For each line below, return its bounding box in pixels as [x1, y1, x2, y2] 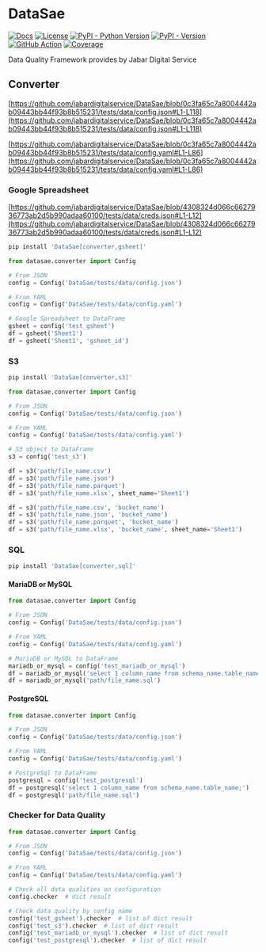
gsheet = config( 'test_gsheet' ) [8, 322, 115, 330]
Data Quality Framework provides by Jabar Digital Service [8, 55, 197, 64]
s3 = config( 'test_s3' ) [8, 453, 87, 461]
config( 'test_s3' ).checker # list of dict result [8, 922, 179, 930]
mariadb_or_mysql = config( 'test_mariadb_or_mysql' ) [8, 662, 186, 670]
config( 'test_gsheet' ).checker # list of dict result [8, 914, 193, 923]
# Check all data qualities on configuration [8, 885, 161, 893]
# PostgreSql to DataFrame [8, 769, 97, 777]
